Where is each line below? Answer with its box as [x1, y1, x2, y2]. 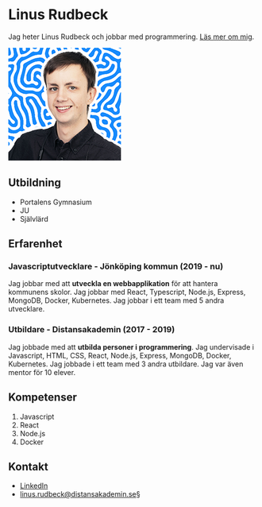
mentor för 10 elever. [8, 367, 76, 377]
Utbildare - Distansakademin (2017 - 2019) [8, 324, 175, 335]
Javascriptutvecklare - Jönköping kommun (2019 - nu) [8, 261, 224, 272]
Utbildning [8, 176, 62, 190]
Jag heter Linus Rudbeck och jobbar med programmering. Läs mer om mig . [8, 32, 255, 41]
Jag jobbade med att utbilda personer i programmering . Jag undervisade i [8, 342, 254, 351]
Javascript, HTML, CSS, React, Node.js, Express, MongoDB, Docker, [8, 350, 232, 360]
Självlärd [19, 214, 49, 223]
